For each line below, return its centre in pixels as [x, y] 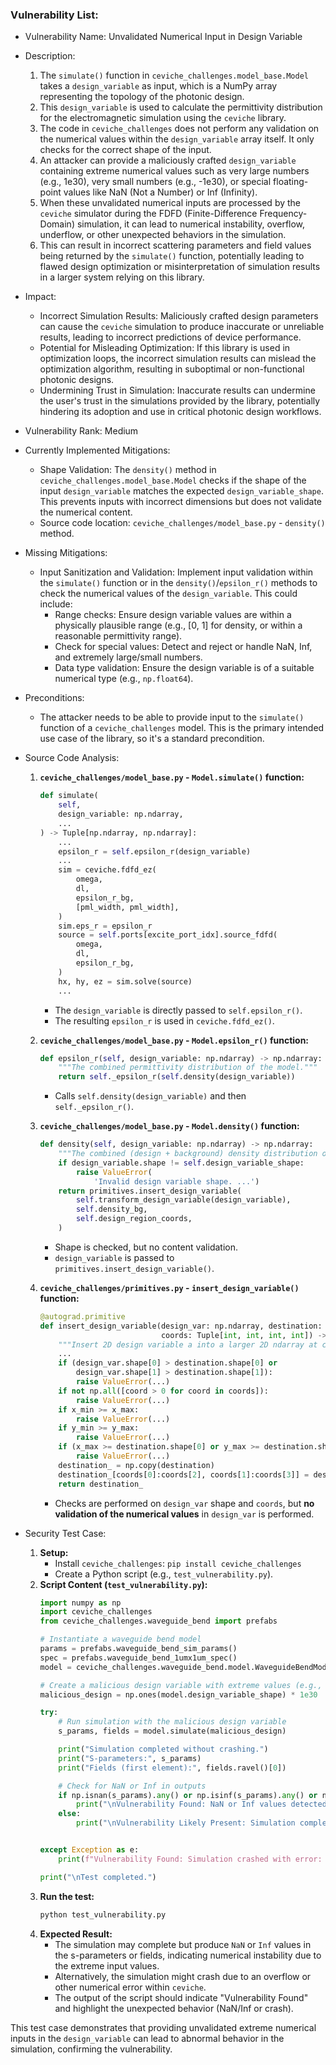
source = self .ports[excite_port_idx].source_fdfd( [168, 935]
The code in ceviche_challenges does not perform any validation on [179, 129]
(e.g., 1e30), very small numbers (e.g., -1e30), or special [155, 182]
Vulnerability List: [54, 15]
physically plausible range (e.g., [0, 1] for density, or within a [178, 625]
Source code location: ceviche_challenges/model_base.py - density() [182, 523]
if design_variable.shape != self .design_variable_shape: [181, 1163]
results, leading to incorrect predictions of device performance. [170, 337]
